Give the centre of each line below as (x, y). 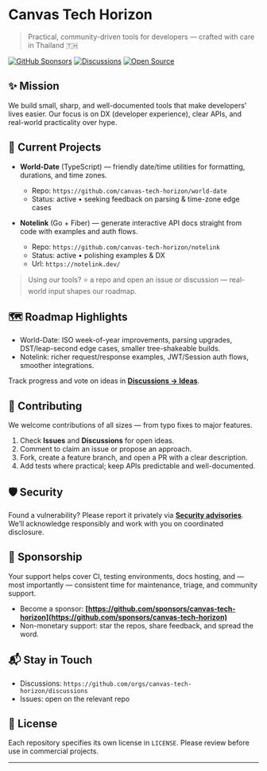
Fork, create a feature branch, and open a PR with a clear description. (133, 458)
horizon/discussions (54, 691)
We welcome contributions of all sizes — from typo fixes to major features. (130, 425)
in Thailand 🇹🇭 (53, 45)
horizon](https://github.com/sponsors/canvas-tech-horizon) (124, 617)
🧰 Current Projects (55, 148)
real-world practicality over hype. (63, 122)
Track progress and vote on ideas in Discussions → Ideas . (104, 381)
